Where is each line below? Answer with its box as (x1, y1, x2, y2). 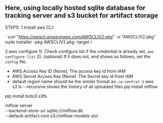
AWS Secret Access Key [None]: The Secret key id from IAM (12, 73, 133, 79)
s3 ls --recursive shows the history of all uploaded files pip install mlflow (12, 84, 158, 89)
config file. (5, 58, 27, 65)
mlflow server (5, 102, 33, 108)
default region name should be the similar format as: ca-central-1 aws (12, 78, 154, 84)
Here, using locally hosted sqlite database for (5, 4, 146, 12)
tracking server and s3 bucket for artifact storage (5, 12, 158, 20)
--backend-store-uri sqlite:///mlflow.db (5, 107, 83, 113)
